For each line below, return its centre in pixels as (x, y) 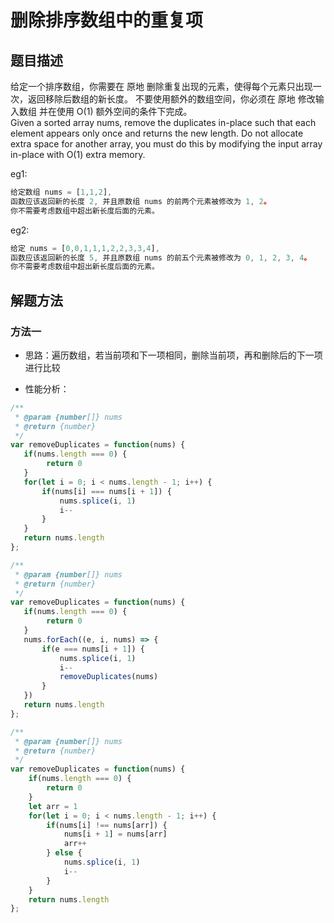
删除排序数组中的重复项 (107, 20)
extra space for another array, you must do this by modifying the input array (166, 144)
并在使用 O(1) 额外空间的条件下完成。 (115, 111)
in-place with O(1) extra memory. (78, 154)
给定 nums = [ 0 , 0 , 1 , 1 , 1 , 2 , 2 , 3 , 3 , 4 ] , (85, 248)
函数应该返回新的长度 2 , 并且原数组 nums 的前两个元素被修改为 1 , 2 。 (141, 201)
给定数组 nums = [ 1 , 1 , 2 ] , (61, 192)
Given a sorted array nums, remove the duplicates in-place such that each (163, 122)
